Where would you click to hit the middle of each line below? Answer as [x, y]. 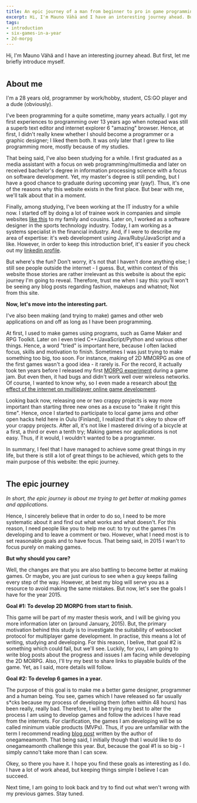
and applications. [27, 504]
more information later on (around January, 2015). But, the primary [86, 623]
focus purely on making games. [44, 547]
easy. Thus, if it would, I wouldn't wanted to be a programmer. [81, 438]
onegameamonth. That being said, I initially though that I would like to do [94, 740]
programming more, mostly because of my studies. [68, 147]
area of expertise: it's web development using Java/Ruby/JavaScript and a [96, 238]
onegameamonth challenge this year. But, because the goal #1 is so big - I [95, 746]
